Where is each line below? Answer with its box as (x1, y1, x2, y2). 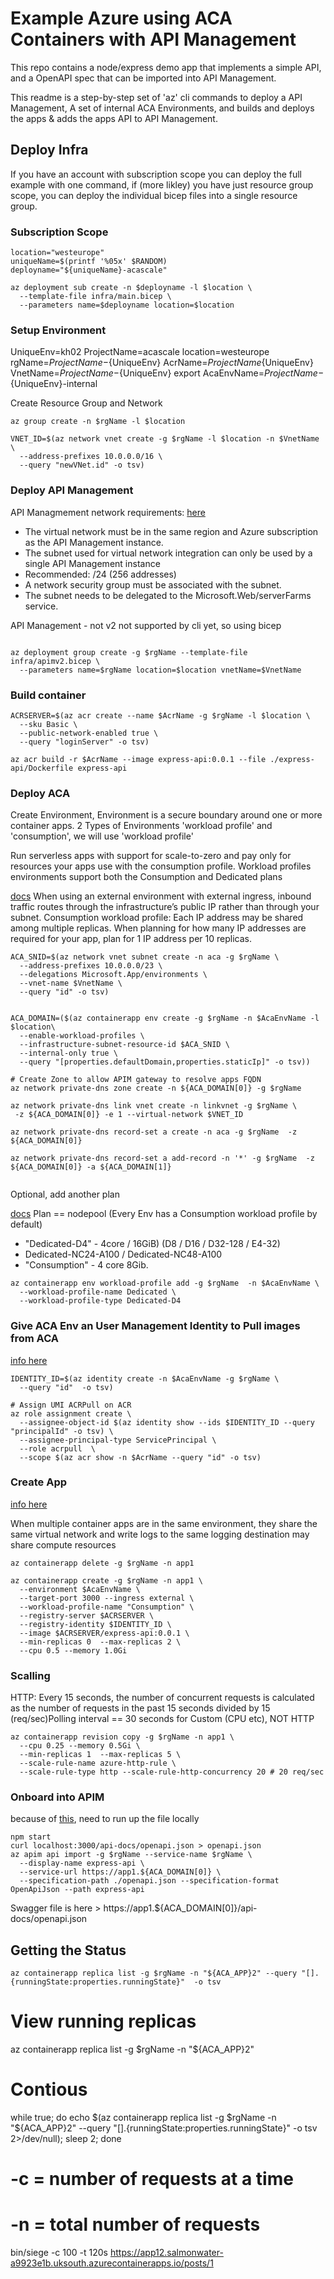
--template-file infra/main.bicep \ (19, 292, 172, 302)
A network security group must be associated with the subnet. (24, 578, 282, 591)
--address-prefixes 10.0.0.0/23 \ (19, 961, 163, 971)
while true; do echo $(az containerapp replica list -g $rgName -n (10, 2112, 277, 2124)
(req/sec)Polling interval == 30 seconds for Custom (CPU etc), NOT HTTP (10, 1713, 315, 1725)
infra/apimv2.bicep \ (10, 656, 101, 666)
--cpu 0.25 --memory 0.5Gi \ (19, 1741, 141, 1751)
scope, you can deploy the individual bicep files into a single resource (10, 189, 298, 201)
